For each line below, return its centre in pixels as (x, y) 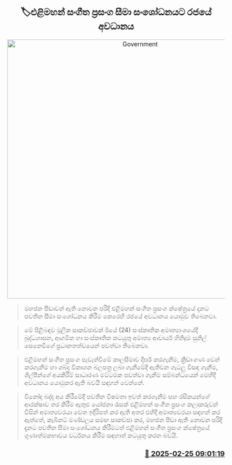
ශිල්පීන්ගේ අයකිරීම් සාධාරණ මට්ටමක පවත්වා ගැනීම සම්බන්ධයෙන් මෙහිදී (120, 374)
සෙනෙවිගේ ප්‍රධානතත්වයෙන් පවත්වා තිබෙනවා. (86, 345)
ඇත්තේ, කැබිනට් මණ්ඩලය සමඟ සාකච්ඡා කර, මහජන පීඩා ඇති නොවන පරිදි (123, 419)
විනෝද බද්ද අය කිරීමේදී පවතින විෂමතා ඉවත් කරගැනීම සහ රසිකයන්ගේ (117, 396)
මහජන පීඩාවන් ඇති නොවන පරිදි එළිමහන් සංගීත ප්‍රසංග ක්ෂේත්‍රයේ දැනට (116, 308)
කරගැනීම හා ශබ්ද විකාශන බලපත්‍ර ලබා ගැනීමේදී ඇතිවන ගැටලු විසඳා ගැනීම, (121, 367)
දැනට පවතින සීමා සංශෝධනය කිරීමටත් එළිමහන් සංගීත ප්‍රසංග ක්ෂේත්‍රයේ (117, 427)
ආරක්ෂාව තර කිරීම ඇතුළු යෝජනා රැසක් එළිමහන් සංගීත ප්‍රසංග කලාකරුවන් (121, 404)
